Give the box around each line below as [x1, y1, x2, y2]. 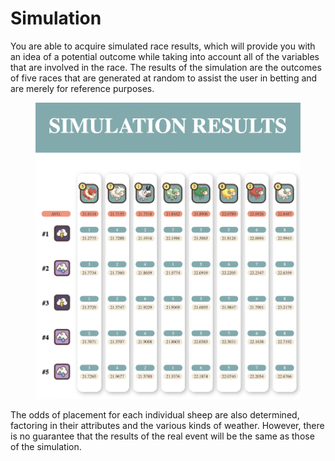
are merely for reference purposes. [10, 82, 155, 94]
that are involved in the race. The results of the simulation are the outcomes [10, 61, 322, 73]
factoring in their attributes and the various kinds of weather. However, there [10, 420, 325, 432]
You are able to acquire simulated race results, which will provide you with [10, 40, 316, 52]
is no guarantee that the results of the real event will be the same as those [10, 430, 315, 442]
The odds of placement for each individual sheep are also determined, [10, 409, 300, 421]
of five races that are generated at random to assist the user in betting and [10, 72, 318, 84]
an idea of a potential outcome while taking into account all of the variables [10, 50, 320, 62]
